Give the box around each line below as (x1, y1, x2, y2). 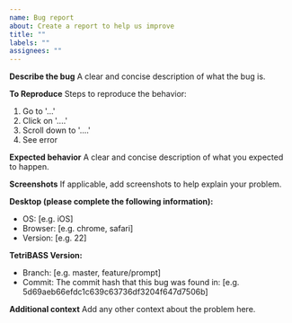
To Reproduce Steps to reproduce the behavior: (9, 89, 187, 100)
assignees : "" (9, 47, 63, 56)
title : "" (9, 30, 47, 39)
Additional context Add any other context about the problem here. (9, 304, 256, 315)
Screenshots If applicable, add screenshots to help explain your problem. (9, 179, 282, 189)
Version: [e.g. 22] (22, 232, 87, 243)
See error (22, 135, 58, 145)
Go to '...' (22, 106, 56, 117)
